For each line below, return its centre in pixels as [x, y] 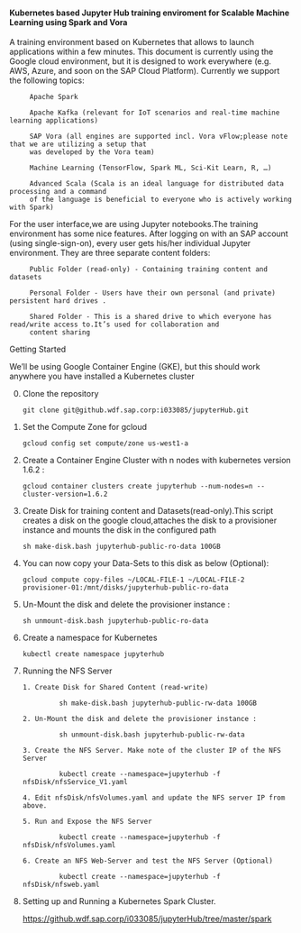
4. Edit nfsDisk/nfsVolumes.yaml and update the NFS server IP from [154, 798]
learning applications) [54, 121]
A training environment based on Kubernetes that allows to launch [132, 42]
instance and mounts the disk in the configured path [119, 530]
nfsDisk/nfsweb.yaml [61, 885]
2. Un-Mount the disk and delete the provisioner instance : [140, 719]
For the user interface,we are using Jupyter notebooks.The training [134, 224]
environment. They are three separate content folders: [110, 253]
